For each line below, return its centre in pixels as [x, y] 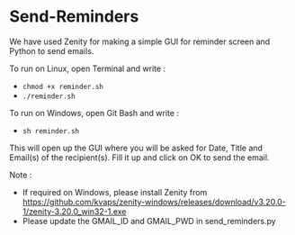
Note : [21, 175]
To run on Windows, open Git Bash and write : [94, 113]
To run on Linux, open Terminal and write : [88, 68]
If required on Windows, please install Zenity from [115, 192]
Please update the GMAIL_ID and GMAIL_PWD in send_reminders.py [149, 221]
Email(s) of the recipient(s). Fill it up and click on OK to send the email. [139, 157]
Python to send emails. [52, 50]
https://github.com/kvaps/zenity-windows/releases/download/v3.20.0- [154, 202]
